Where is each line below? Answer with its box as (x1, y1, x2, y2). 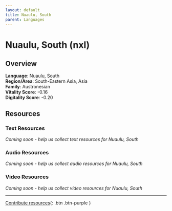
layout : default (5, 7, 40, 13)
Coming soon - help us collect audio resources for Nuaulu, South (5, 160, 143, 167)
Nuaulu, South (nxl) (5, 39, 90, 51)
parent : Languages (5, 17, 45, 22)
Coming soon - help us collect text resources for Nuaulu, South (5, 136, 139, 143)
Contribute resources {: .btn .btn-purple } (5, 200, 91, 206)
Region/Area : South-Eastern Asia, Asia (5, 78, 88, 84)
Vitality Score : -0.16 (5, 89, 48, 95)
